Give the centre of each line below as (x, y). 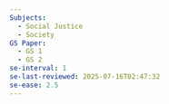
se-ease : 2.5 (34, 85)
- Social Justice (50, 26)
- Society (36, 34)
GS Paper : (28, 43)
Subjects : (28, 18)
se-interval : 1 (38, 69)
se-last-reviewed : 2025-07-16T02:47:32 (85, 77)
